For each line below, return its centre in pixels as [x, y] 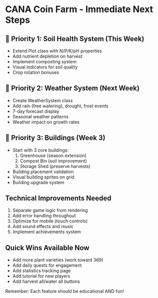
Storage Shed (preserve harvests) [55, 166]
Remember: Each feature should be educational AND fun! [65, 291]
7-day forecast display [36, 111]
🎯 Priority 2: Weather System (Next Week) [72, 88]
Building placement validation [43, 172]
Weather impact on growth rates [46, 122]
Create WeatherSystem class [43, 100]
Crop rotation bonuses [36, 72]
